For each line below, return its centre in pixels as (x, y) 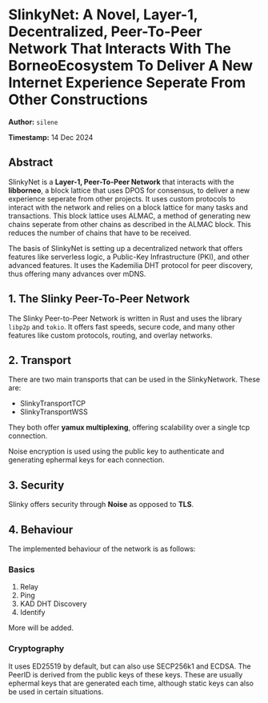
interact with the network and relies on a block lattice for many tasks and (128, 207)
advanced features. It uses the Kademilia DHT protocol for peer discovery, (131, 265)
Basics (22, 569)
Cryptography (36, 649)
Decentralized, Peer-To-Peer (105, 32)
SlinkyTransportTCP (53, 403)
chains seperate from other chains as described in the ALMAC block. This (130, 224)
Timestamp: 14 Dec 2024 (51, 137)
